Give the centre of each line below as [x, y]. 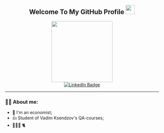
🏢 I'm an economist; [32, 113]
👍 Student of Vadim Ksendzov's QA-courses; [58, 118]
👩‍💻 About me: [22, 102]
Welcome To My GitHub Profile [77, 12]
